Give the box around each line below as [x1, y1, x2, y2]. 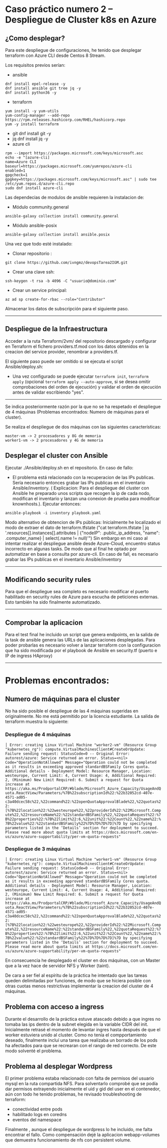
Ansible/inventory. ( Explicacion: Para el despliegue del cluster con [12, 485, 149, 491]
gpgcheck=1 [5, 173, 28, 178]
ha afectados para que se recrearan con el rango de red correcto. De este [5, 1042, 157, 1048]
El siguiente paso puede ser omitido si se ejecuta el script [5, 358, 123, 364]
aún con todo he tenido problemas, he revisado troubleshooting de [5, 1091, 142, 1097]
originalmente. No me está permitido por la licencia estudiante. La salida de [5, 713, 160, 719]
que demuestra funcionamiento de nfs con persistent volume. [5, 1137, 132, 1143]
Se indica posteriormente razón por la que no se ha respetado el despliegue [5, 403, 161, 410]
